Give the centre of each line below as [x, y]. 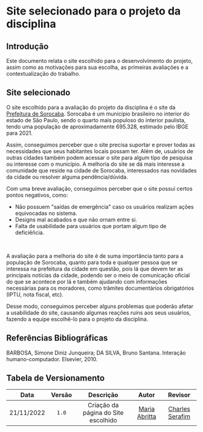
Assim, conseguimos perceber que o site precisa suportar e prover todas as [101, 145]
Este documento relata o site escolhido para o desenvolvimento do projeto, [100, 61]
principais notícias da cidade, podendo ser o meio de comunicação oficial [98, 275]
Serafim [179, 417]
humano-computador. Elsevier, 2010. [52, 359]
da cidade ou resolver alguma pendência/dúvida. [67, 177]
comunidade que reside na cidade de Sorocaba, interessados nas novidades [101, 170]
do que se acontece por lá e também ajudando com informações [87, 281]
